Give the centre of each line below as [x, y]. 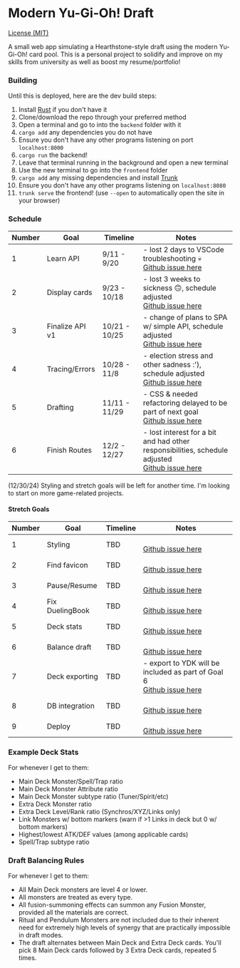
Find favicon [67, 565]
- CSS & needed [170, 393]
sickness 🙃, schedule [179, 288]
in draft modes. [41, 935]
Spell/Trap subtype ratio [54, 842]
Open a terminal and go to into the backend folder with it [100, 125]
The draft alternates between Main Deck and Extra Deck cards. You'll [120, 943]
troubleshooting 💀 [172, 258]
